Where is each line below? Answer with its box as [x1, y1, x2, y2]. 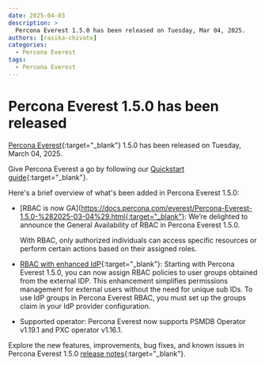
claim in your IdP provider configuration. [19, 301, 151, 311]
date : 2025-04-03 [8, 11, 66, 20]
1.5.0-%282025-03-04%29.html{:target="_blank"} [19, 212, 185, 221]
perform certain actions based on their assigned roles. [19, 243, 198, 254]
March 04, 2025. [8, 148, 63, 158]
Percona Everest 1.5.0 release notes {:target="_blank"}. [8, 349, 186, 358]
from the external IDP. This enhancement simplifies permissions [19, 276, 229, 285]
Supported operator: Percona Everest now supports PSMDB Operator [19, 316, 247, 326]
